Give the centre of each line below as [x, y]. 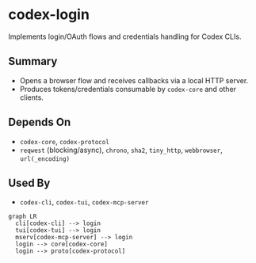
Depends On [40, 122]
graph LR [23, 217]
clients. [31, 97]
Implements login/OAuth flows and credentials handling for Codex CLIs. [125, 36]
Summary [33, 61]
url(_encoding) [45, 159]
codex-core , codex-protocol [64, 141]
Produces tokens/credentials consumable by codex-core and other [128, 89]
